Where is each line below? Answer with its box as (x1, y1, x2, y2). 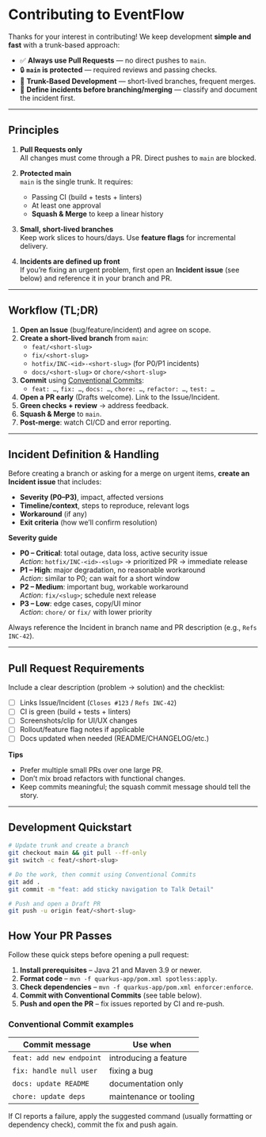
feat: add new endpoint (12, 1054, 102, 1063)
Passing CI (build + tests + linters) (31, 192, 142, 201)
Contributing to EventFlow (8, 6, 184, 24)
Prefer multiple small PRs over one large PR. (19, 765, 164, 774)
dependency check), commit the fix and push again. (8, 1120, 178, 1130)
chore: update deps (12, 1092, 85, 1101)
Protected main (19, 168, 72, 177)
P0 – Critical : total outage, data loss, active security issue (19, 548, 208, 558)
